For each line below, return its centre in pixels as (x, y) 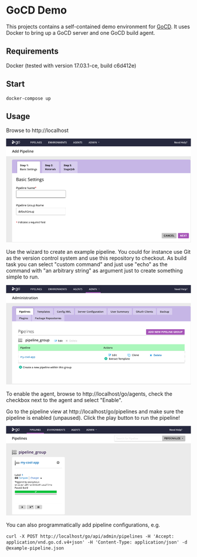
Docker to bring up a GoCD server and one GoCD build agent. (81, 32)
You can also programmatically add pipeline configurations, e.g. (83, 525)
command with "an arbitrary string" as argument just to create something (94, 271)
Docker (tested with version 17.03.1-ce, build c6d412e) (71, 65)
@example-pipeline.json (35, 548)
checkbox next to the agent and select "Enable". (64, 400)
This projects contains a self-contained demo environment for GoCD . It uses (98, 26)
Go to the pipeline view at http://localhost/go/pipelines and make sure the (95, 412)
